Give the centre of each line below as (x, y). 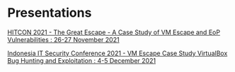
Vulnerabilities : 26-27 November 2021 (63, 39)
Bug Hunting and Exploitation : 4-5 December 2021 (82, 60)
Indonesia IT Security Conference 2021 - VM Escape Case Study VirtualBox (117, 53)
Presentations (50, 13)
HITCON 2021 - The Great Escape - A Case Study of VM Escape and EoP (114, 32)
